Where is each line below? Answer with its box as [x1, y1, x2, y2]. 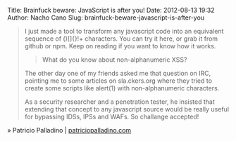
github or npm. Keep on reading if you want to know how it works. [24, 42, 216, 50]
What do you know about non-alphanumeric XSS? [42, 55, 187, 64]
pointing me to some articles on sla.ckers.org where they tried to [24, 76, 213, 85]
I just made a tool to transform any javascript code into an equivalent [24, 27, 224, 35]
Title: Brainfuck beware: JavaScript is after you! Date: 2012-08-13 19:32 [7, 6, 215, 14]
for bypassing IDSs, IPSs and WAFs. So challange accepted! [24, 112, 199, 121]
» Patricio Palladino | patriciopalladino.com [7, 126, 132, 134]
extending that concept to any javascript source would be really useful [24, 105, 230, 113]
